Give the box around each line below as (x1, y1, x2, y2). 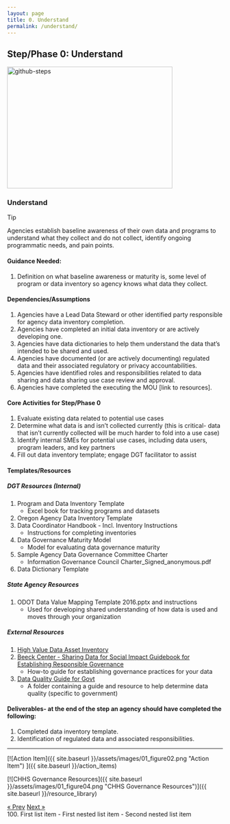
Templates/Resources (7, 466, 72, 474)
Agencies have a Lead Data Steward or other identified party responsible (16, 310, 223, 319)
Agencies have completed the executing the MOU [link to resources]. (16, 383, 212, 391)
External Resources (7, 628, 64, 636)
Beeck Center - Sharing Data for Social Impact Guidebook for (16, 653, 190, 661)
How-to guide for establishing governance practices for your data (27, 667, 213, 675)
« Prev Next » (7, 803, 46, 811)
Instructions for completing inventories (27, 529, 137, 537)
